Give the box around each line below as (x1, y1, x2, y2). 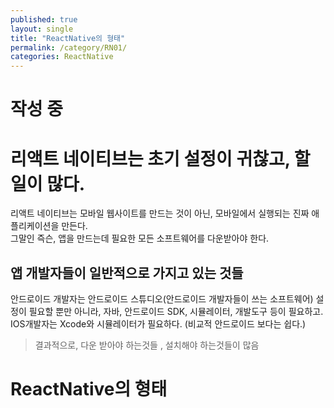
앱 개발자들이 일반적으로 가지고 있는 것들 (10, 264, 244, 281)
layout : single (10, 24, 74, 34)
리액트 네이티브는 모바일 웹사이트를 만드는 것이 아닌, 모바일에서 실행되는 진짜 (10, 207, 310, 220)
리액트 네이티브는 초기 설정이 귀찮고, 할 (10, 147, 311, 170)
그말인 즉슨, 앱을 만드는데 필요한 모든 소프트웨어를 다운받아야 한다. (10, 232, 270, 245)
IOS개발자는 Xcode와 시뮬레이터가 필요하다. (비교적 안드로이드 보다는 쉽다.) (10, 318, 307, 330)
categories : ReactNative (10, 52, 114, 62)
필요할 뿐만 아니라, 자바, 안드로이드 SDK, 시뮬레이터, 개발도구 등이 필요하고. (28, 306, 324, 318)
